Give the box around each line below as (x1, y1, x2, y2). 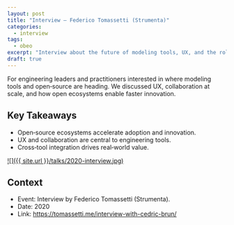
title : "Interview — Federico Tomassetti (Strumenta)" (7, 17, 170, 24)
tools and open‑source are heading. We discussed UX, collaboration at (7, 82, 210, 91)
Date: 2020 (17, 203, 50, 211)
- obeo (13, 42, 33, 49)
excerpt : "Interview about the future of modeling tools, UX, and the (7, 49, 217, 56)
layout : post (7, 10, 45, 17)
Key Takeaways (7, 109, 77, 122)
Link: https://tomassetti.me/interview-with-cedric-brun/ (17, 210, 177, 218)
